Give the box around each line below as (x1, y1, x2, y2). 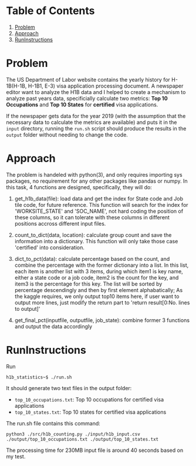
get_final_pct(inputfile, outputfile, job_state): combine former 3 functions (14, 316, 190, 324)
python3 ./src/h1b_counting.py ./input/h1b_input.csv (6, 431, 141, 437)
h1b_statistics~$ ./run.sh (6, 374, 72, 380)
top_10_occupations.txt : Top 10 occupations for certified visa (14, 395, 164, 403)
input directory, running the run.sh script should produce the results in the (6, 125, 187, 132)
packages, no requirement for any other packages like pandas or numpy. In (6, 177, 188, 185)
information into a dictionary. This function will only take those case (14, 237, 178, 244)
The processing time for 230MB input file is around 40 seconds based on (6, 447, 184, 454)
